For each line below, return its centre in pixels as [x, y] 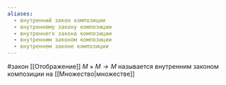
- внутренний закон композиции [60, 20]
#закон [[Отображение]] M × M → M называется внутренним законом [113, 66]
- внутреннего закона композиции [63, 33]
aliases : [20, 14]
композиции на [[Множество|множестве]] [71, 74]
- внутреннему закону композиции [63, 27]
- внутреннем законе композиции [61, 46]
